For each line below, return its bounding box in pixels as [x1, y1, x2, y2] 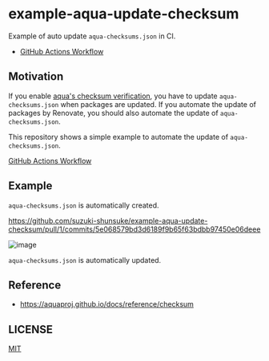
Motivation [8, 69, 64, 84]
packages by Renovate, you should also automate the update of [8, 108, 219, 117]
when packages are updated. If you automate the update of [60, 99, 256, 109]
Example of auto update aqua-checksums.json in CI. [8, 31, 176, 41]
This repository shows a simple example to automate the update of [8, 132, 229, 141]
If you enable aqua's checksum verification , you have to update [8, 91, 218, 101]
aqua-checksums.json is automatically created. [8, 200, 159, 210]
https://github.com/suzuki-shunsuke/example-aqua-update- [8, 216, 208, 225]
